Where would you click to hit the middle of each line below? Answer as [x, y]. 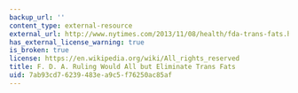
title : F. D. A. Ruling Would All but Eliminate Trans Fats [123, 67]
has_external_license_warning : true [77, 42]
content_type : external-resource [71, 26]
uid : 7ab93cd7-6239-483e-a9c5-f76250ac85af [91, 75]
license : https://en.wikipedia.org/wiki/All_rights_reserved [125, 58]
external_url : [35, 34]
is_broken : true [39, 50]
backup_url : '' [37, 17]
